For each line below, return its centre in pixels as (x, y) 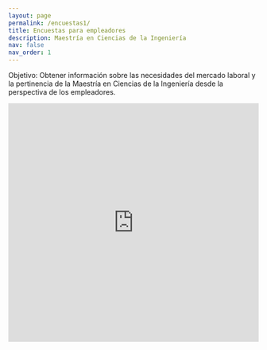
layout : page (30, 16)
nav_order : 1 (30, 52)
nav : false (26, 45)
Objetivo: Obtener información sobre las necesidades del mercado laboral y (132, 75)
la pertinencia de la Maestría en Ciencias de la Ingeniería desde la (116, 84)
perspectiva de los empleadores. (62, 92)
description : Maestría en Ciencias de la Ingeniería (97, 38)
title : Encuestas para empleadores (67, 30)
